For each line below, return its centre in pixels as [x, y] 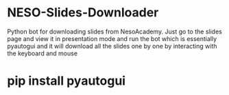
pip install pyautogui [66, 81]
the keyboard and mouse [42, 53]
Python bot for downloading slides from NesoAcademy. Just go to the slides [115, 31]
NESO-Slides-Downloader [83, 13]
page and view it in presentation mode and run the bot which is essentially [112, 38]
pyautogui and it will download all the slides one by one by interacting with [112, 46]
